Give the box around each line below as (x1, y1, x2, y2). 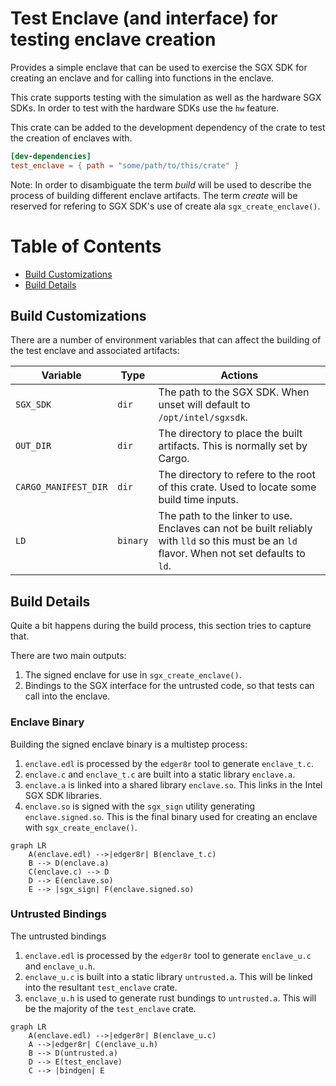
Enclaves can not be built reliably (158, 522, 313, 536)
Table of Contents (10, 235, 162, 257)
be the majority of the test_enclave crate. (24, 1002, 197, 1014)
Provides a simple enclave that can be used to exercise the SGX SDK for (10, 61, 308, 73)
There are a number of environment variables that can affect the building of (10, 334, 322, 346)
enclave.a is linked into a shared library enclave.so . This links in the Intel (24, 778, 323, 791)
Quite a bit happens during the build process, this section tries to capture (10, 620, 312, 632)
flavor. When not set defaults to (158, 547, 306, 561)
